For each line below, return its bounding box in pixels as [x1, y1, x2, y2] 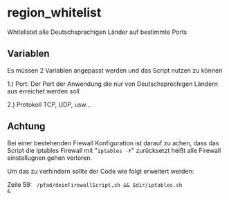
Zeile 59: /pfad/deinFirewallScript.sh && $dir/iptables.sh [7, 180, 183, 188]
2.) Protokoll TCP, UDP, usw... [7, 100, 91, 109]
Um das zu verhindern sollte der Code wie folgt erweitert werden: [7, 167, 194, 175]
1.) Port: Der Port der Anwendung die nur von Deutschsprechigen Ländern [7, 80, 218, 88]
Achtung [7, 120, 46, 132]
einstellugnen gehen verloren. [7, 154, 93, 162]
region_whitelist [7, 5, 102, 21]
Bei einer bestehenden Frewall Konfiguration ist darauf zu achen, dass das [7, 138, 219, 147]
